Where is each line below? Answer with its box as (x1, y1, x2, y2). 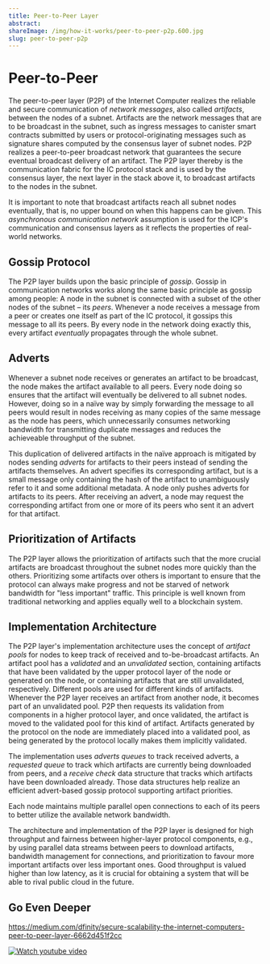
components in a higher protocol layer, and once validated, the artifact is (8, 710, 249, 720)
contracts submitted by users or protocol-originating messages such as (8, 130, 247, 140)
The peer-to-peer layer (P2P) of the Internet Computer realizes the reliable (8, 96, 256, 106)
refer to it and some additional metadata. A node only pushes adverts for (8, 482, 250, 493)
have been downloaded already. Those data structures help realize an (8, 777, 240, 787)
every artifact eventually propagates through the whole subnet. (8, 328, 218, 338)
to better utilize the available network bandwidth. (8, 810, 171, 820)
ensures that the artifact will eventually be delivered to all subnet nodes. (8, 389, 247, 400)
